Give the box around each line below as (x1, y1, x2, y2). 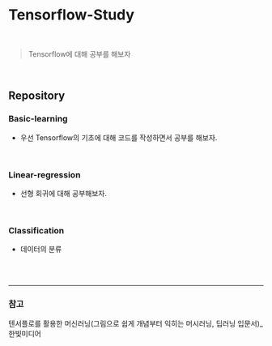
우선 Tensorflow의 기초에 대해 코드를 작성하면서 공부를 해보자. (19, 132, 218, 143)
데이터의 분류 (19, 245, 62, 254)
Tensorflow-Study (8, 6, 135, 24)
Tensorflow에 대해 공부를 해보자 (28, 49, 131, 58)
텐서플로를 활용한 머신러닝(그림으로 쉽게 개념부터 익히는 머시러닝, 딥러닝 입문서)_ (8, 318, 263, 328)
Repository (8, 89, 66, 103)
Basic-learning (8, 113, 68, 125)
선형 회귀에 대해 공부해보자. (19, 188, 108, 198)
